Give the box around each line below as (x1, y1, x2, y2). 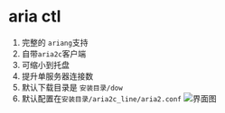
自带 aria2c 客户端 (21, 48, 87, 59)
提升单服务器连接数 (21, 70, 94, 82)
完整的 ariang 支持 (21, 37, 89, 48)
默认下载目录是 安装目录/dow (21, 82, 123, 92)
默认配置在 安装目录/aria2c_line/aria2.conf (21, 92, 183, 104)
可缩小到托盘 (21, 59, 70, 70)
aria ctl (8, 6, 61, 27)
